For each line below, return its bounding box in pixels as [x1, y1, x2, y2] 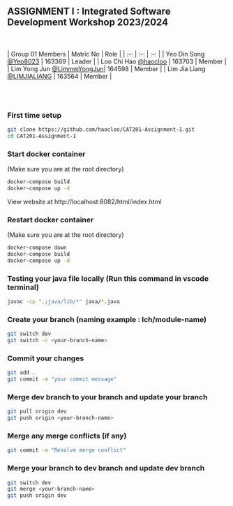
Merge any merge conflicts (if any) [7, 431, 127, 441]
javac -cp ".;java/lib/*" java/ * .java [7, 298, 120, 305]
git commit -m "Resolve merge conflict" [7, 447, 127, 454]
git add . [7, 369, 36, 376]
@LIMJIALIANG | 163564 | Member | [7, 72, 112, 80]
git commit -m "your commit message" [7, 376, 117, 383]
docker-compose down [7, 244, 68, 252]
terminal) [7, 282, 40, 292]
